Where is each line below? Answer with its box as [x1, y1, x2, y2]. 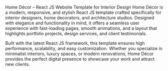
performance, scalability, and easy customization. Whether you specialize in [5, 46, 163, 51]
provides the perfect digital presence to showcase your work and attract [5, 56, 154, 62]
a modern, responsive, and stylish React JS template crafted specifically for [5, 9, 162, 15]
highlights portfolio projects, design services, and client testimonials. [5, 31, 147, 36]
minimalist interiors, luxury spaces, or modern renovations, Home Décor [5, 51, 154, 57]
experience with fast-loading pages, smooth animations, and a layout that [5, 25, 157, 31]
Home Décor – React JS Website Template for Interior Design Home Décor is [5, 4, 163, 10]
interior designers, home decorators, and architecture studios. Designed [5, 15, 154, 20]
